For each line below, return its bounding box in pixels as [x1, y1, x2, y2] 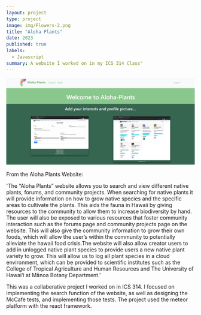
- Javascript [11, 54, 44, 60]
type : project [6, 16, 42, 22]
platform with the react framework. [6, 302, 92, 309]
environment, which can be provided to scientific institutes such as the [6, 259, 181, 266]
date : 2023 [6, 35, 33, 41]
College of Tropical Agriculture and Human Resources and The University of [6, 265, 194, 272]
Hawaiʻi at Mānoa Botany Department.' [6, 271, 101, 278]
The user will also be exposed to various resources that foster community [6, 214, 188, 221]
